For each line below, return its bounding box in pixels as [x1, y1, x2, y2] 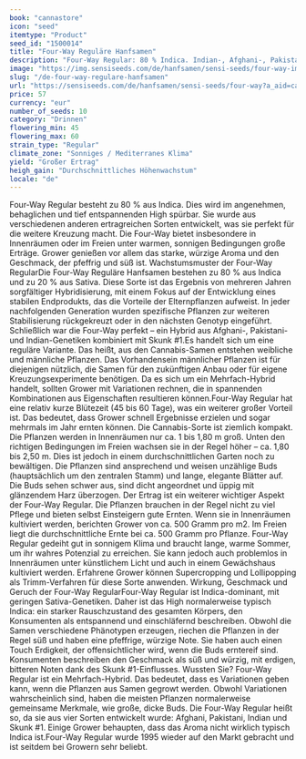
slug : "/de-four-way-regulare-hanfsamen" [9, 73, 169, 82]
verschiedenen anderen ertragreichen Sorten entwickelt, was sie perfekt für [9, 219, 295, 230]
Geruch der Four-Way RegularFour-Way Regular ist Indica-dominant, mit [9, 587, 280, 598]
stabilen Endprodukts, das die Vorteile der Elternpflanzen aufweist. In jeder [9, 296, 291, 307]
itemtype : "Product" [9, 30, 88, 39]
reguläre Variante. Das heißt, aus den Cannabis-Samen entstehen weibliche [9, 344, 293, 355]
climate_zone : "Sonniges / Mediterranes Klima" [9, 149, 194, 158]
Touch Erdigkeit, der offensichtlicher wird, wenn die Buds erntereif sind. [9, 644, 280, 656]
